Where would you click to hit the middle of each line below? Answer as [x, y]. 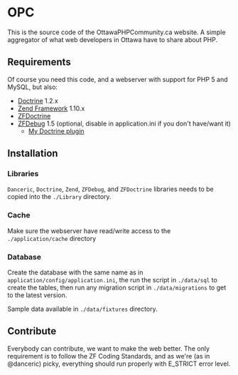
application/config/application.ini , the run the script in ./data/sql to [113, 280]
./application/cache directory [52, 238]
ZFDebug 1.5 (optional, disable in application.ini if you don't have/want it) [124, 123]
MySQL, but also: [33, 87]
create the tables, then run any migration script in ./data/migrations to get [117, 288]
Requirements [39, 62]
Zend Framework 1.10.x [51, 108]
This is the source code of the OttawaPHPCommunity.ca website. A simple [117, 32]
